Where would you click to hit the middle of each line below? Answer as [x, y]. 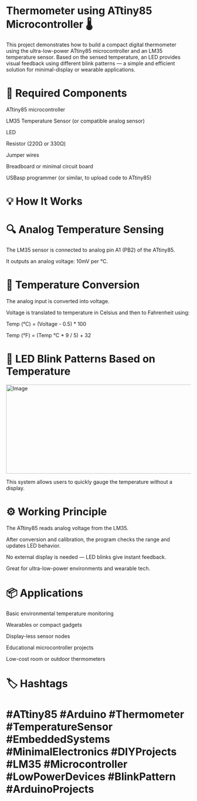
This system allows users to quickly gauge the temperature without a [89, 481]
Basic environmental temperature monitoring [60, 613]
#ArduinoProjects [50, 789]
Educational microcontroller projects [50, 647]
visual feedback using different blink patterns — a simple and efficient [91, 63]
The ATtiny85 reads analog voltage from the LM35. [67, 528]
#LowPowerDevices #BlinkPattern [91, 777]
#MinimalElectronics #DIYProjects [91, 752]
